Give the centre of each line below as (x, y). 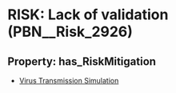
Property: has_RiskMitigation (82, 61)
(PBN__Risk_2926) (70, 32)
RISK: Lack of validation (88, 15)
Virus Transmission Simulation (69, 81)
